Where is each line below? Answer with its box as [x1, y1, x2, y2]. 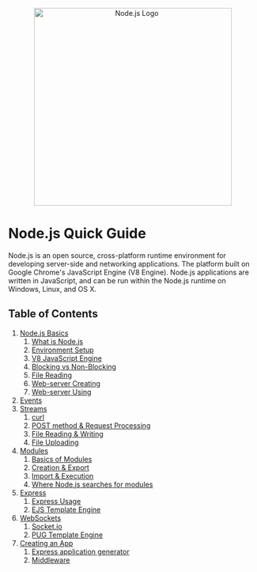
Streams [19, 403, 47, 413]
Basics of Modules [31, 454, 93, 464]
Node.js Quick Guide [8, 225, 146, 243]
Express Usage [31, 496, 81, 506]
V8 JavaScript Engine [31, 353, 103, 363]
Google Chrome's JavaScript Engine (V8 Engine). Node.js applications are [8, 267, 249, 277]
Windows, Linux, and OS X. [8, 284, 97, 294]
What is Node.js [31, 336, 84, 346]
